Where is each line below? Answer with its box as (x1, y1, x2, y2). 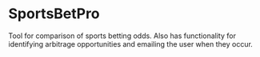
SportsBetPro (8, 5, 100, 23)
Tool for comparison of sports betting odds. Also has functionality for (8, 31, 236, 40)
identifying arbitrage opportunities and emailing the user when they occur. (8, 39, 254, 48)
